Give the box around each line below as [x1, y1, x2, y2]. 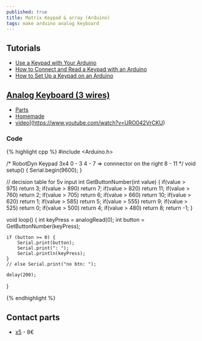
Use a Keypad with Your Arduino [15, 59, 97, 67]
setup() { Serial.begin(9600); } [6, 166, 82, 174]
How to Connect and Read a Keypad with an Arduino [15, 65, 147, 73]
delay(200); [6, 272, 37, 278]
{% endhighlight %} [6, 295, 56, 302]
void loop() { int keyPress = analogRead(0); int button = [6, 216, 145, 224]
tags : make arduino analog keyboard [6, 20, 99, 26]
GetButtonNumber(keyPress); [6, 222, 80, 230]
